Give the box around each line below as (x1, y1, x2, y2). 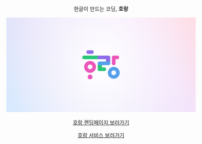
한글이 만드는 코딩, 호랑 (73, 5, 129, 12)
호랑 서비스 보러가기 (78, 131, 124, 139)
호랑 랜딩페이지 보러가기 (73, 119, 129, 126)
